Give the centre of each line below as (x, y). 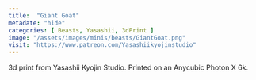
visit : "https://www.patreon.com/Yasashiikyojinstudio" (102, 45)
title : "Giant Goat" (44, 15)
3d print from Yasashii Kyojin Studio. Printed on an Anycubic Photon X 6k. (128, 67)
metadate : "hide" (37, 23)
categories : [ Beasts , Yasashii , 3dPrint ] (81, 30)
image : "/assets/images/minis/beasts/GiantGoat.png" (97, 38)
